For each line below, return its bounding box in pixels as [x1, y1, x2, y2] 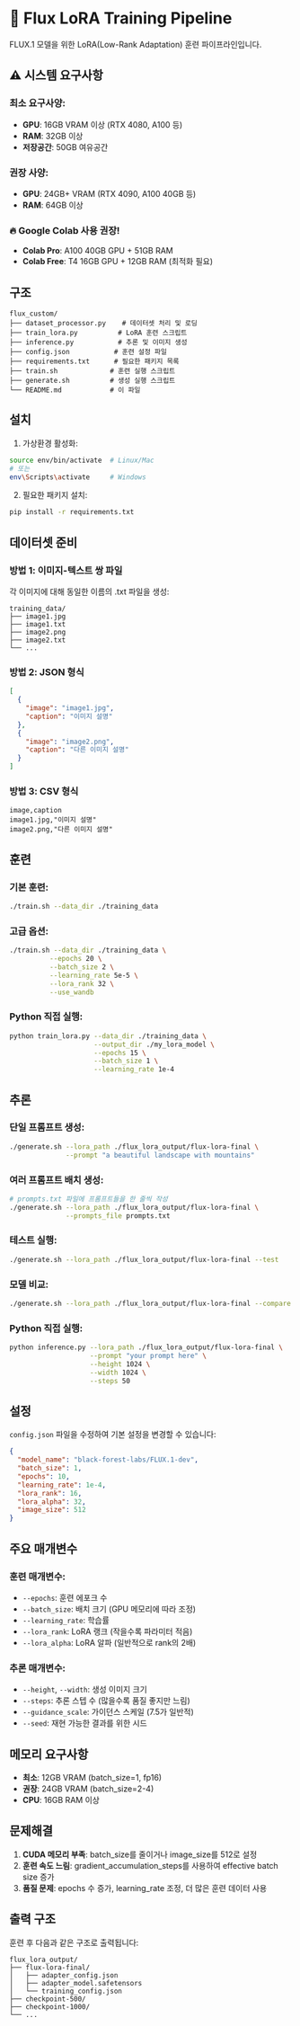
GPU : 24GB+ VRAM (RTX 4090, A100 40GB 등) [22, 188, 197, 199]
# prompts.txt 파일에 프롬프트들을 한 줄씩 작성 [9, 1195, 169, 1204]
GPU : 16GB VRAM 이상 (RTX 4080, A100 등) [22, 119, 183, 129]
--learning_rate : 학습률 [22, 1614, 110, 1625]
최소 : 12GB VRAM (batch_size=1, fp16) [22, 1773, 163, 1783]
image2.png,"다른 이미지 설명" [9, 825, 113, 834]
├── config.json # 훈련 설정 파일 [9, 348, 168, 357]
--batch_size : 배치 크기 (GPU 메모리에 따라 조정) [22, 1604, 196, 1614]
